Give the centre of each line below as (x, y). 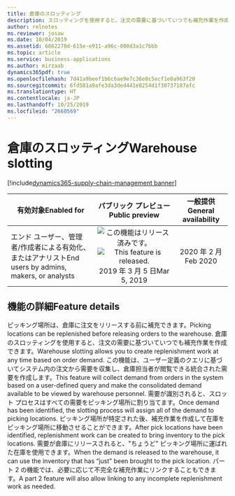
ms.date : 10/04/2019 (37, 40)
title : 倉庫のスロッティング (44, 14)
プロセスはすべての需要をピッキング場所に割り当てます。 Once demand (117, 402)
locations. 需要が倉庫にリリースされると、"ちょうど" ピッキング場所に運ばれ (117, 443)
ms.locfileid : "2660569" (43, 111)
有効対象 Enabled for (51, 210)
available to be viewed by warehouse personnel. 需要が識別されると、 (108, 393)
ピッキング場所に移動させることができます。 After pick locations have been (115, 427)
